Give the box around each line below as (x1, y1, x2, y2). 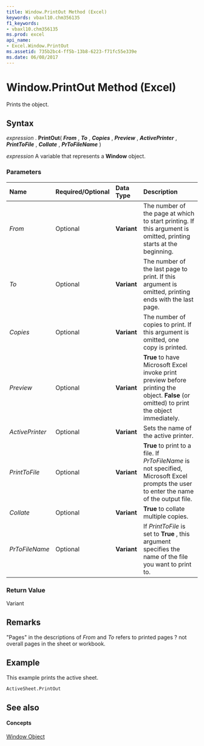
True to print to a (143, 441, 191, 449)
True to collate (143, 504, 185, 513)
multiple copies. (143, 512, 189, 521)
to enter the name (143, 487, 194, 495)
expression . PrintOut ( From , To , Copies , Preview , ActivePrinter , (6, 135, 177, 142)
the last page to (143, 264, 188, 273)
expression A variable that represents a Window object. (6, 153, 146, 160)
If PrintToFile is (143, 522, 186, 530)
